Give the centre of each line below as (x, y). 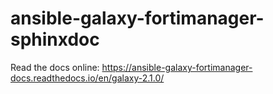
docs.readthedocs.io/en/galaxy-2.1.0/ (87, 78)
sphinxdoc (55, 39)
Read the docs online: (55, 67)
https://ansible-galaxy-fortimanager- (177, 67)
